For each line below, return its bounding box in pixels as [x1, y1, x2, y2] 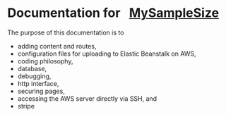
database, [17, 64, 47, 73]
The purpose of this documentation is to [7, 28, 124, 37]
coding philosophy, [17, 56, 73, 65]
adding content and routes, [17, 42, 97, 50]
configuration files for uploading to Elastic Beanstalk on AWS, [17, 49, 196, 58]
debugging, [17, 72, 52, 80]
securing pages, [17, 87, 65, 95]
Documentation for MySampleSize [7, 5, 220, 21]
